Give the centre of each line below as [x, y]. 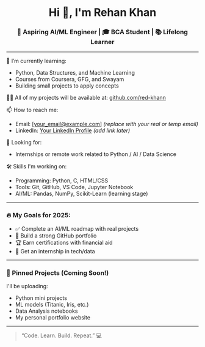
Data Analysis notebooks [46, 311]
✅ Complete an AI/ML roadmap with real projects [77, 228]
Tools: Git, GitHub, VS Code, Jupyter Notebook [74, 187]
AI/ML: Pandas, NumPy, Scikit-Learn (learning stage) [81, 194]
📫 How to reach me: [32, 110]
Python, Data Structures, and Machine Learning [75, 73]
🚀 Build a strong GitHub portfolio [56, 236]
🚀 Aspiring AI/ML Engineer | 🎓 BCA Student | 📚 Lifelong [103, 32]
